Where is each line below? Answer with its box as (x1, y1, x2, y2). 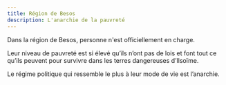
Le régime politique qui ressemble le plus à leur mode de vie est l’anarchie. (7, 70, 220, 78)
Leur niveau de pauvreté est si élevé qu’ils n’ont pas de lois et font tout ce (7, 49, 217, 57)
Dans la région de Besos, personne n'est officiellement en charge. (7, 35, 196, 44)
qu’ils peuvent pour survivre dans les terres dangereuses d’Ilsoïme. (7, 56, 199, 64)
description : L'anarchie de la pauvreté (7, 17, 126, 23)
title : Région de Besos (7, 10, 76, 17)
